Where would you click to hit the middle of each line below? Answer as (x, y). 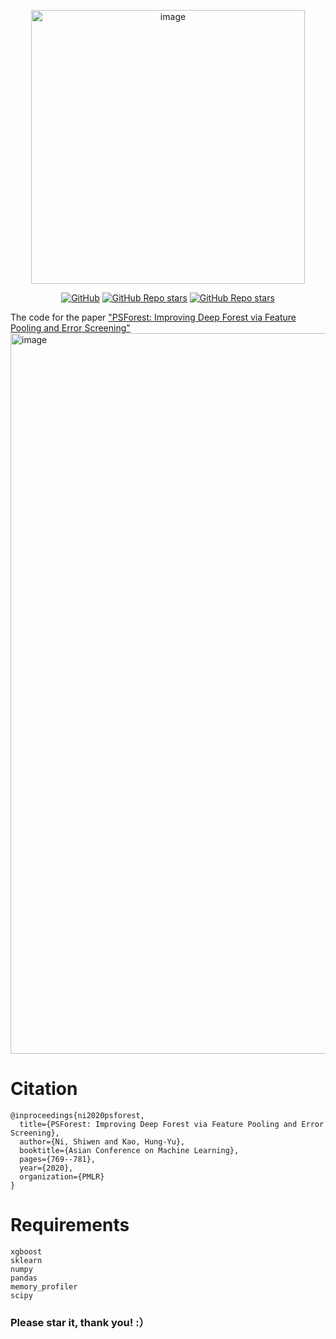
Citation (44, 1089)
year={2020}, (46, 1168)
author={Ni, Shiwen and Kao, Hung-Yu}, (102, 1141)
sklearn (26, 1260)
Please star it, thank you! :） (80, 1322)
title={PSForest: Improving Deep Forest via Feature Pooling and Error (172, 1124)
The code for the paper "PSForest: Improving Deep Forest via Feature (153, 317)
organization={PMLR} (62, 1176)
